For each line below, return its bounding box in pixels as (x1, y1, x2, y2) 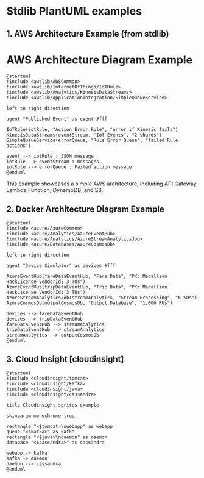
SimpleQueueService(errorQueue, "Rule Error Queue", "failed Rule (6, 137, 178, 143)
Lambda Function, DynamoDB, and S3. (6, 186, 104, 193)
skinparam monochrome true (6, 413, 75, 419)
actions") (6, 142, 32, 149)
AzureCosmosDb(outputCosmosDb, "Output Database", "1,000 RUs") (6, 300, 173, 306)
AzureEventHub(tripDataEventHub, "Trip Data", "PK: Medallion (6, 284, 167, 290)
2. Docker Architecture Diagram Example (6, 204, 164, 214)
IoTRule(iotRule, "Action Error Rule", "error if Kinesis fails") (6, 126, 178, 132)
